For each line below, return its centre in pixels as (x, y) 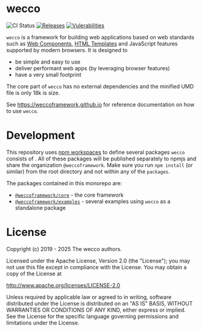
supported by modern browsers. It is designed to (67, 50)
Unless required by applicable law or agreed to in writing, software (89, 297)
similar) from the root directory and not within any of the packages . (88, 171)
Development (41, 136)
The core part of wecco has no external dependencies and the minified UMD (100, 86)
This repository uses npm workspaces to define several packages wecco (96, 152)
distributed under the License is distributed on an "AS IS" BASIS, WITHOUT (99, 303)
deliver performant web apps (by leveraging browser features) (92, 68)
